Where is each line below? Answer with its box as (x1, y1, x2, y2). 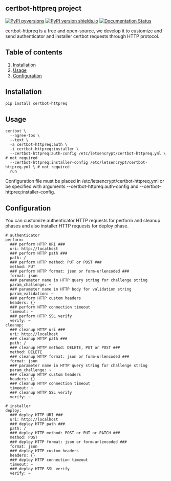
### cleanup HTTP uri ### (10, 327, 66, 333)
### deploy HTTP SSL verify (10, 467, 70, 472)
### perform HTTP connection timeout (10, 305, 91, 310)
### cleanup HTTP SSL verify (10, 390, 72, 395)
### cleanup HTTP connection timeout (10, 381, 91, 387)
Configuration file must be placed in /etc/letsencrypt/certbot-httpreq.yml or (5, 178, 165, 184)
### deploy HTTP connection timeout (10, 457, 88, 463)
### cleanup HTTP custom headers (10, 372, 81, 377)
